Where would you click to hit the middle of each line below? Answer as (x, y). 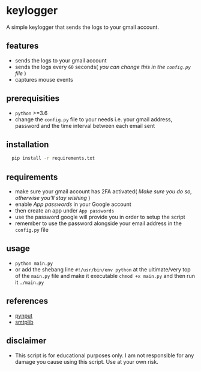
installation (28, 144)
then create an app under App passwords (64, 211)
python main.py (34, 264)
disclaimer (26, 341)
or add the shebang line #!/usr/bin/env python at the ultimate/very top (103, 269)
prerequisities (33, 99)
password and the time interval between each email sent (85, 125)
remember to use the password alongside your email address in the (98, 223)
